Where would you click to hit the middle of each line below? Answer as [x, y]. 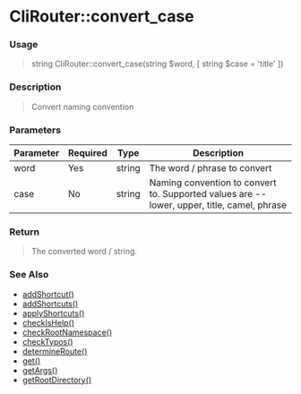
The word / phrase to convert [211, 168]
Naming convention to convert [213, 183]
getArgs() [40, 370]
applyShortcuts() [53, 313]
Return [25, 232]
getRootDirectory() [57, 380]
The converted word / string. [84, 252]
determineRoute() [55, 351]
